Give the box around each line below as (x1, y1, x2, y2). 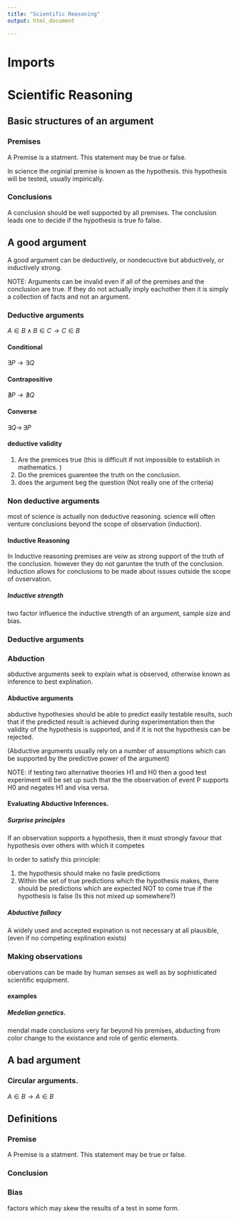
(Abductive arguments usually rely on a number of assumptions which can (7, 746, 226, 755)
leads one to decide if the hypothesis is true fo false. (7, 216, 162, 224)
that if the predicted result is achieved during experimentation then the (7, 717, 215, 726)
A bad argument (7, 1055, 81, 1067)
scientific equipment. (7, 975, 69, 984)
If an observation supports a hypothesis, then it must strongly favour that (7, 834, 223, 842)
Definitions (7, 1113, 58, 1125)
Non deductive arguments (7, 496, 100, 506)
